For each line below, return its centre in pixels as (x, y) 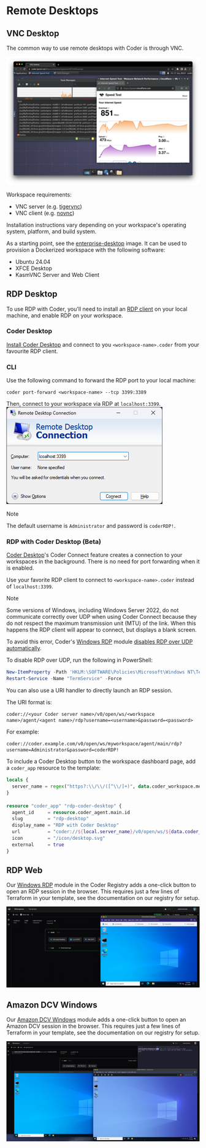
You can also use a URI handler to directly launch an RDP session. (90, 691)
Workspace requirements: (39, 195)
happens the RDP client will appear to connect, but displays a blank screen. (102, 630)
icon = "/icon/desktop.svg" (59, 839)
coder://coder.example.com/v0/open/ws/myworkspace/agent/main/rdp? (94, 744)
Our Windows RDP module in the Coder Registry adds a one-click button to (101, 885)
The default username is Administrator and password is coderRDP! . (91, 526)
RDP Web (25, 870)
